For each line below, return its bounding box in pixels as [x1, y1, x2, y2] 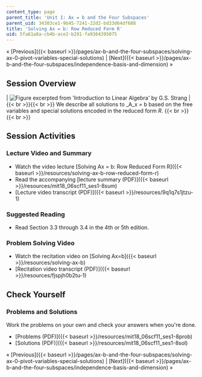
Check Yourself [6, 289, 66, 300]
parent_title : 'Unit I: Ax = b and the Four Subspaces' [6, 14, 150, 21]
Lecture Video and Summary [6, 149, 92, 158]
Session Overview [6, 78, 77, 88]
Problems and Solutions [6, 308, 78, 316]
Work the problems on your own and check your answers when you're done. [6, 321, 197, 328]
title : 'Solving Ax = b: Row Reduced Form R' [6, 25, 122, 32]
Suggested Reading [6, 210, 65, 218]
